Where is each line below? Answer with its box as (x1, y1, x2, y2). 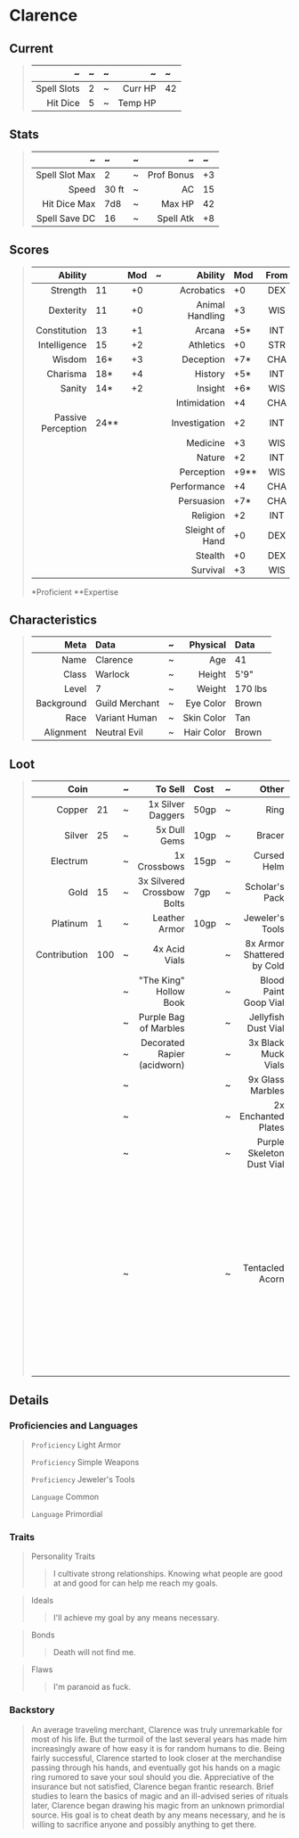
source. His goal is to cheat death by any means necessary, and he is (30, 1809, 287, 1820)
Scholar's (244, 880, 285, 893)
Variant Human (94, 712, 158, 724)
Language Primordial (30, 1508, 103, 1519)
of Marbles (139, 1022, 185, 1034)
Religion (190, 509, 225, 522)
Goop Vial (243, 996, 285, 1009)
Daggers (149, 809, 185, 821)
